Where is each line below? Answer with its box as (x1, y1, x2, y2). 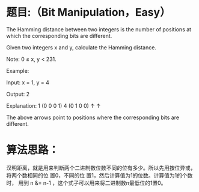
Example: (6, 67, 29, 74)
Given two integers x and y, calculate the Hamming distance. (6, 43, 156, 51)
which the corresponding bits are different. (6, 32, 112, 39)
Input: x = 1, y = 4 (6, 79, 49, 86)
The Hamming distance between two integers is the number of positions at (6, 25, 191, 33)
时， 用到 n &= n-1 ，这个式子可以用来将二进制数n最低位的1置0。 (6, 179, 167, 187)
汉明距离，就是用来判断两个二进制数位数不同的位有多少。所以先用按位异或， (6, 164, 196, 172)
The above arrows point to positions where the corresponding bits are (6, 114, 179, 121)
